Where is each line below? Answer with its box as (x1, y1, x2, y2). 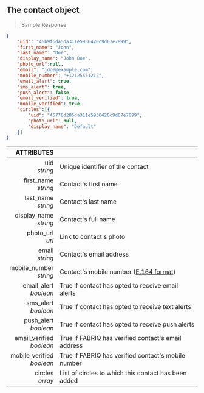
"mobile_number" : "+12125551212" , (17, 73, 104, 79)
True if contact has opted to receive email (59, 281, 178, 290)
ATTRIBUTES (15, 149, 54, 157)
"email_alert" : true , (17, 78, 72, 84)
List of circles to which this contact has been (59, 369, 187, 377)
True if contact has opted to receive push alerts (59, 320, 195, 328)
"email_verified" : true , (17, 95, 80, 101)
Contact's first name (59, 180, 118, 188)
